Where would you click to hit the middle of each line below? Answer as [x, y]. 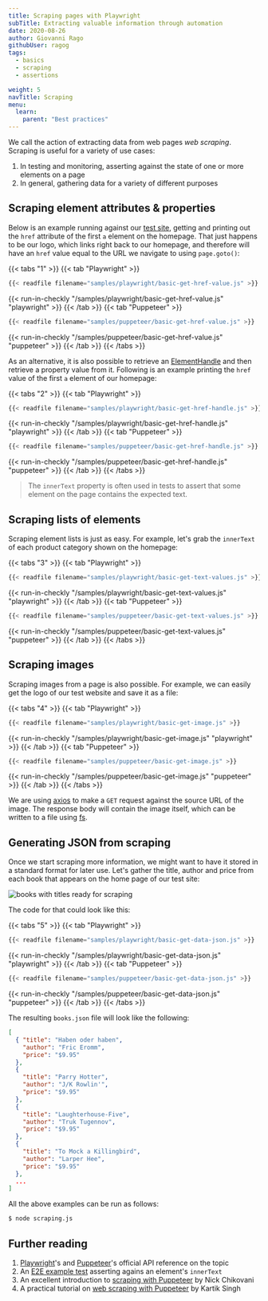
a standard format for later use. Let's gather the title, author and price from [131, 871]
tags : [17, 53]
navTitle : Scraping [41, 97]
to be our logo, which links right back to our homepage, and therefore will [129, 244]
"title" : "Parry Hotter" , [66, 1077]
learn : [26, 112]
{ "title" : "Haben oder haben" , [69, 1040]
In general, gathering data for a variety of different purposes [119, 183]
